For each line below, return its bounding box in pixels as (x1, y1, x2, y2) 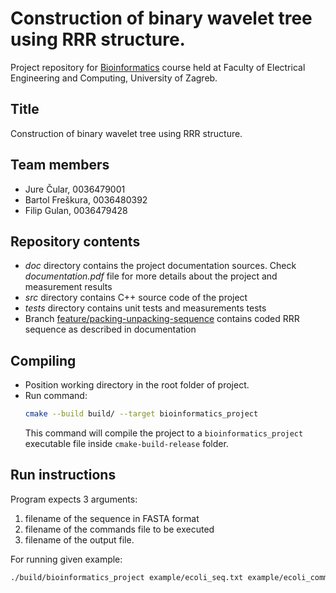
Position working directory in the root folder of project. (24, 379, 250, 391)
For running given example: (10, 553, 123, 565)
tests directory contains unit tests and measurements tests (24, 302, 267, 314)
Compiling (10, 352, 77, 369)
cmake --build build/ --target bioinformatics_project (24, 409, 259, 419)
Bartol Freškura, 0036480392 (24, 193, 148, 206)
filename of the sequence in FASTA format (24, 512, 200, 524)
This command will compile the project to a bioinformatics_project (24, 427, 304, 439)
